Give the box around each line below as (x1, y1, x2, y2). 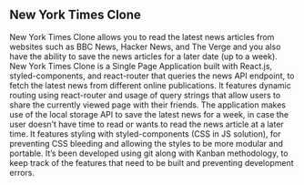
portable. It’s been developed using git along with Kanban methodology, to (9, 148, 289, 159)
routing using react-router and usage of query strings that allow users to (9, 89, 281, 100)
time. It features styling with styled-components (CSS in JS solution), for (9, 128, 281, 139)
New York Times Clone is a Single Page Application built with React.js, (9, 60, 273, 71)
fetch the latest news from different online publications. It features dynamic (9, 79, 291, 90)
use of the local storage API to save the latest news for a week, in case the (9, 108, 289, 119)
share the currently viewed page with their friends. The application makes (9, 99, 287, 110)
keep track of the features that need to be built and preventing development (9, 157, 294, 168)
